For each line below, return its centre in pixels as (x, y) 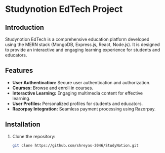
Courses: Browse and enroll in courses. (53, 88)
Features (19, 71)
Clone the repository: (34, 136)
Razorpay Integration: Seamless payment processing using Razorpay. (84, 109)
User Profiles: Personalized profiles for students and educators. (78, 103)
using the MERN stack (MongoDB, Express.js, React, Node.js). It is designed (82, 45)
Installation (23, 125)
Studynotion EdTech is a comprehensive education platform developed (77, 39)
